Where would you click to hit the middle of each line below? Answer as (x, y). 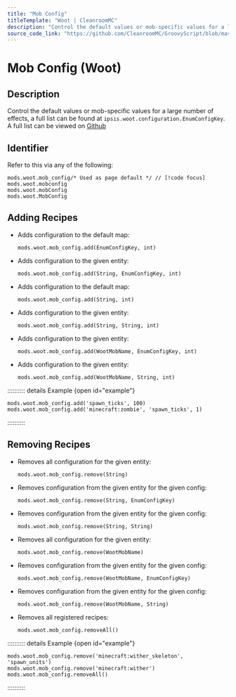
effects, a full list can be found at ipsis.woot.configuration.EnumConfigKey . (116, 119)
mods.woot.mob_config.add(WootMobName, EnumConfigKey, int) (107, 351)
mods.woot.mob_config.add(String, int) (76, 300)
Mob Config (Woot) (64, 68)
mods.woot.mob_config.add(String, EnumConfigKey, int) (99, 274)
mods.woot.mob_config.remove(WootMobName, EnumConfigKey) (104, 578)
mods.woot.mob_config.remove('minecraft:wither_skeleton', (96, 656)
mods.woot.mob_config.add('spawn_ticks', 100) (77, 403)
